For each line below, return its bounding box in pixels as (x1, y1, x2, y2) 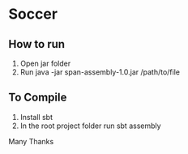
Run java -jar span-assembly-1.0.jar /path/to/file (19, 67, 181, 77)
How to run (8, 37, 66, 51)
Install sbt (19, 112, 53, 122)
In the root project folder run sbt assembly (19, 121, 161, 130)
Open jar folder (19, 58, 71, 68)
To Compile (8, 91, 67, 105)
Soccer (8, 5, 58, 24)
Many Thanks (8, 136, 54, 146)
